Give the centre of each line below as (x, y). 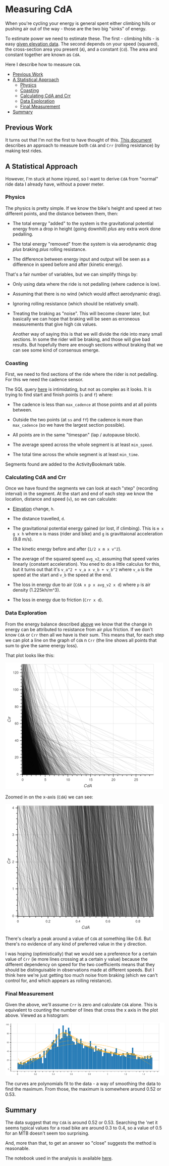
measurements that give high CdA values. (55, 324)
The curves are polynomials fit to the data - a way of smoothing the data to (83, 1084)
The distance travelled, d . (39, 519)
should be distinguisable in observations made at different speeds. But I (80, 970)
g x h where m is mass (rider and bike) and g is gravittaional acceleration (88, 534)
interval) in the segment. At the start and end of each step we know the (79, 494)
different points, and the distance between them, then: (62, 213)
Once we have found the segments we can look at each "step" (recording (81, 488)
